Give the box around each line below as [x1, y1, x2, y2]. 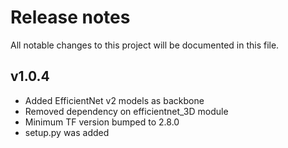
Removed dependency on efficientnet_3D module [24, 105, 229, 117]
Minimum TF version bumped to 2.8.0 [24, 116, 180, 128]
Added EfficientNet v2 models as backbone [24, 94, 205, 106]
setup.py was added [24, 126, 110, 138]
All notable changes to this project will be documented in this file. [10, 39, 280, 51]
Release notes [10, 6, 131, 29]
